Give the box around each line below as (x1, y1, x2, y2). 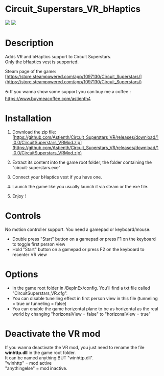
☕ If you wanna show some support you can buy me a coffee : (5, 88, 131, 94)
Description (5, 38, 54, 49)
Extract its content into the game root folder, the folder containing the (12, 159, 152, 165)
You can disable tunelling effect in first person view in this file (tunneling (12, 295, 158, 301)
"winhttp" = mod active (5, 360, 52, 366)
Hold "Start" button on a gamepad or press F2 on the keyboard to (12, 246, 144, 252)
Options (5, 269, 38, 280)
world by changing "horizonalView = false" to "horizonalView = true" (12, 311, 151, 317)
